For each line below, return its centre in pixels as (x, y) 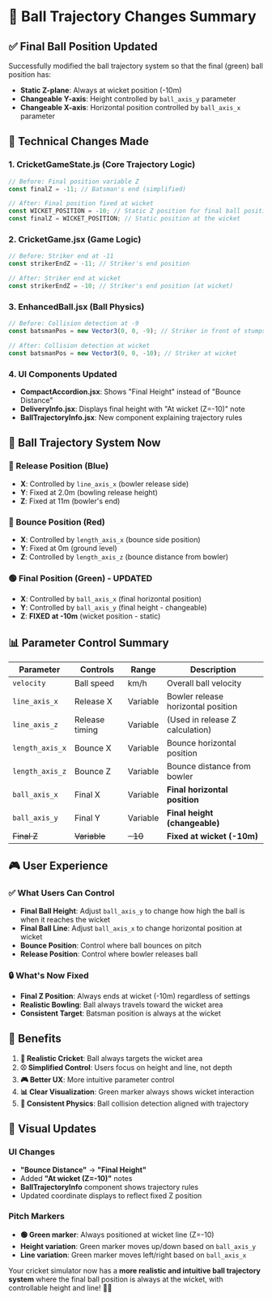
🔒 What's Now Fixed (49, 975)
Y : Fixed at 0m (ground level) (68, 548)
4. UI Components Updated (63, 374)
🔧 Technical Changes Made (79, 141)
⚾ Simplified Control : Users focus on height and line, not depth (126, 1067)
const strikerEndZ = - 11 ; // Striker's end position (99, 264)
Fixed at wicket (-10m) (213, 837)
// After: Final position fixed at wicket (81, 203)
